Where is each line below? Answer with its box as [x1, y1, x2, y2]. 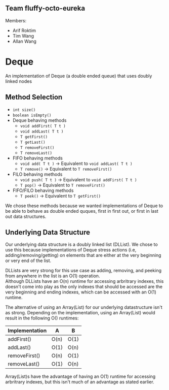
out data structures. [5, 213, 47, 219]
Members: [5, 17, 27, 23]
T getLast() [20, 140, 46, 145]
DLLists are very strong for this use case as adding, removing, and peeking [5, 268, 162, 274]
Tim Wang [12, 32, 34, 39]
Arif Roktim [12, 27, 36, 34]
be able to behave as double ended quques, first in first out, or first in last [5, 208, 158, 214]
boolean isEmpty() [12, 113, 52, 118]
